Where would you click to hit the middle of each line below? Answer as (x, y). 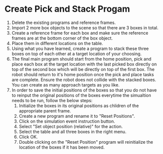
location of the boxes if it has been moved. (62, 147)
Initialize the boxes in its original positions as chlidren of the (79, 106)
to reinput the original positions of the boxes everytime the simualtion (81, 95)
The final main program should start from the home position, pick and (81, 59)
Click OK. (28, 137)
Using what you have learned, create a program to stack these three (80, 48)
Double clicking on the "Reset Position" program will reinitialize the (86, 142)
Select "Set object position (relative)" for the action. (71, 126)
